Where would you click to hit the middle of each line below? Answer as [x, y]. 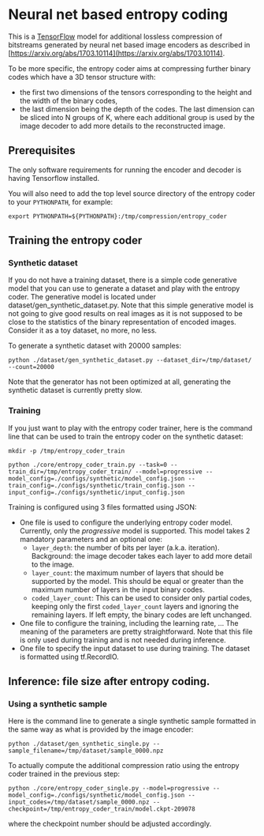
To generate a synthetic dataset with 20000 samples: [95, 346]
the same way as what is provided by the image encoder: [101, 729]
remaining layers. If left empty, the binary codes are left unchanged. [141, 615]
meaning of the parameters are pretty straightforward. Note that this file [136, 631]
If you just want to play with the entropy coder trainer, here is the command [130, 427]
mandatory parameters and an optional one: [91, 539]
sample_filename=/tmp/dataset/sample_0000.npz [86, 751]
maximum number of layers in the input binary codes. [118, 589]
